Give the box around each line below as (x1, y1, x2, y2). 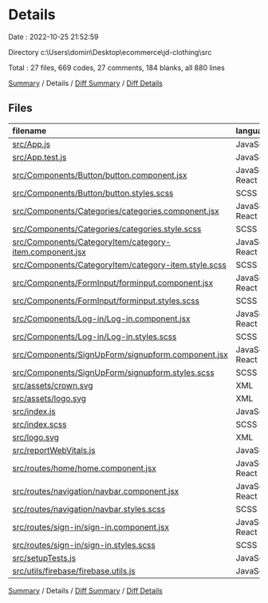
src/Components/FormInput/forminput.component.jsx (12, 277, 214, 288)
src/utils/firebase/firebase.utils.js (12, 565, 136, 576)
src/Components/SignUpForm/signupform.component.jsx (12, 349, 229, 360)
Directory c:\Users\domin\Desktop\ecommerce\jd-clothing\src (8, 47, 212, 57)
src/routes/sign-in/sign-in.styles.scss (12, 539, 156, 550)
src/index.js (12, 405, 56, 416)
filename (12, 125, 47, 136)
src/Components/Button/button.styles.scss (12, 187, 174, 199)
